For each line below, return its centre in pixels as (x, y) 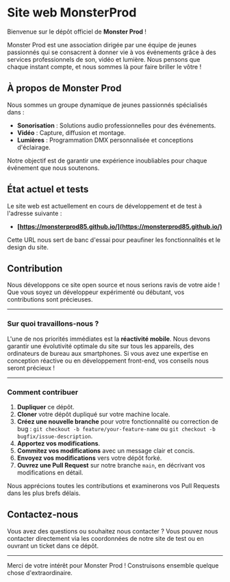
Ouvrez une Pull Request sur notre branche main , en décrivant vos (111, 465)
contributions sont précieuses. (50, 300)
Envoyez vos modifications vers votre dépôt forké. (89, 458)
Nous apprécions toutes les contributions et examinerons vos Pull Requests (114, 485)
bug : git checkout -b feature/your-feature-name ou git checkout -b (116, 428)
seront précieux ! (31, 367)
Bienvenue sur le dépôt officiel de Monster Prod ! (77, 32)
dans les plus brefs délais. (44, 493)
